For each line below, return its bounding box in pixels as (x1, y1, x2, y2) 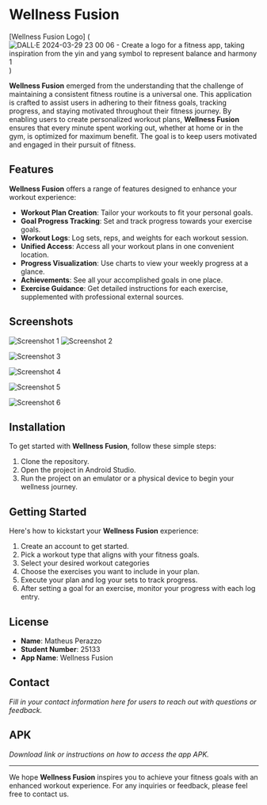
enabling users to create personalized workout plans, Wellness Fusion (9, 114, 240, 124)
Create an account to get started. (20, 542, 129, 551)
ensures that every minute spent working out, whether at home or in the (9, 123, 244, 132)
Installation (9, 420, 66, 434)
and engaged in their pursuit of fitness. (9, 140, 136, 149)
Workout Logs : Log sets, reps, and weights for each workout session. (20, 232, 249, 243)
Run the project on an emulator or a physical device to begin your (20, 473, 235, 483)
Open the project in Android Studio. (20, 466, 137, 475)
